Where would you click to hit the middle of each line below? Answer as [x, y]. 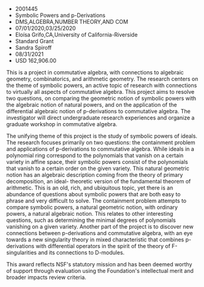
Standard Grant [34, 41]
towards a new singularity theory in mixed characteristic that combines [95, 239]
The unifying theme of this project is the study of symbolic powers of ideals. [102, 136]
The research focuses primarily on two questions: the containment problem [101, 142]
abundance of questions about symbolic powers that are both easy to [93, 194]
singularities [22, 253]
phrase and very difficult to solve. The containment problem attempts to [97, 201]
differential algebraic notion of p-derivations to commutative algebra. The [98, 111]
